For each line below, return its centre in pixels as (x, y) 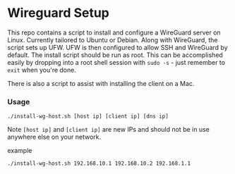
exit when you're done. (42, 70)
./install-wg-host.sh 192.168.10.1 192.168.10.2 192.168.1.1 (99, 163)
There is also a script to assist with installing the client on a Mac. (101, 83)
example (20, 151)
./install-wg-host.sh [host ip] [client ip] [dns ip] (88, 117)
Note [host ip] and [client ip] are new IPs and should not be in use (108, 130)
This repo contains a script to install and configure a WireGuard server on (114, 32)
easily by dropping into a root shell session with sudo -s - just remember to (116, 62)
